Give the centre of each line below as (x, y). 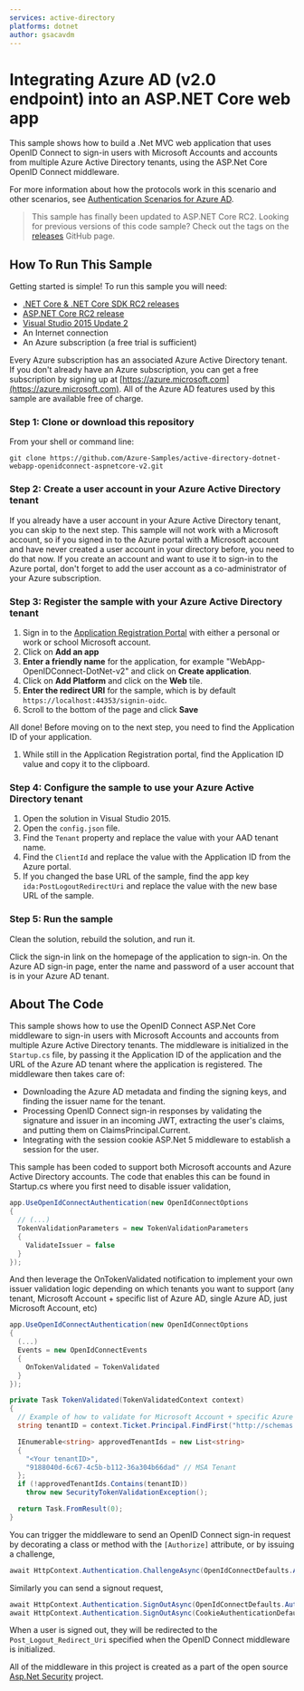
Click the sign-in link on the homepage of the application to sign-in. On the (148, 957)
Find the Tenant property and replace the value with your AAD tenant (150, 838)
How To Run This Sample (81, 264)
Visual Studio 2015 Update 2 (75, 324)
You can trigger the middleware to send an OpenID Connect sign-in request (150, 1534)
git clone (28, 459)
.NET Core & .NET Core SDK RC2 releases (101, 304)
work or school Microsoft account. (86, 642)
